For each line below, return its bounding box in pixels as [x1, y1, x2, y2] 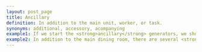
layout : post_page [6, 8, 52, 15]
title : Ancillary [6, 14, 50, 20]
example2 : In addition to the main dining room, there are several [6, 36, 179, 42]
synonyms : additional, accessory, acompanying [6, 25, 125, 32]
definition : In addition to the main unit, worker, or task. [6, 20, 163, 26]
